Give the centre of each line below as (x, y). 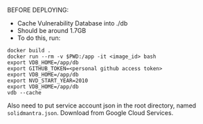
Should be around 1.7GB (52, 31)
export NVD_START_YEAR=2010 (48, 81)
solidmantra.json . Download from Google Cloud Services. (90, 113)
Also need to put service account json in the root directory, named (101, 105)
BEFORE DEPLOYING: (38, 10)
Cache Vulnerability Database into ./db (72, 23)
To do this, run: (39, 38)
